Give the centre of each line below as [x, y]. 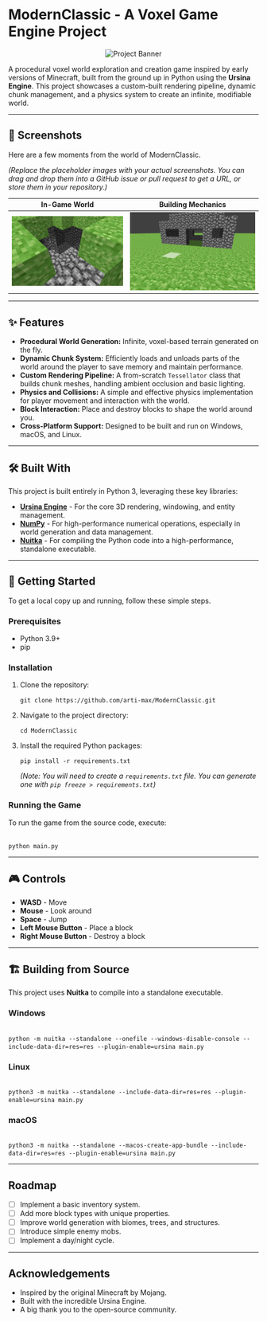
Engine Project [58, 31]
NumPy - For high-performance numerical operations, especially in [130, 524]
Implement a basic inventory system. [80, 1205]
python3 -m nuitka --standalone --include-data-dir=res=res [110, 1092]
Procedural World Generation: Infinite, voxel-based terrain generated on [139, 342]
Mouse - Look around [56, 910]
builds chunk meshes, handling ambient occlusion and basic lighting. [132, 384]
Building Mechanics [192, 205]
